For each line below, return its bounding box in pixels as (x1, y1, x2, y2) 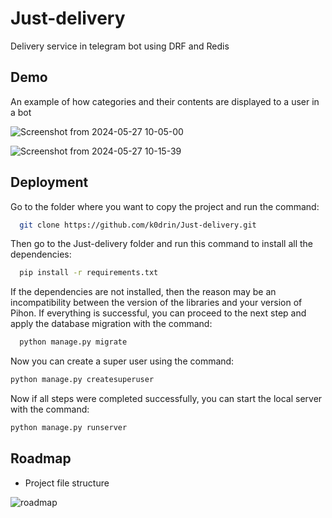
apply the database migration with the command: (10, 318, 213, 330)
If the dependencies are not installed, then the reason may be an (10, 286, 277, 298)
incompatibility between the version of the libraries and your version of (10, 297, 303, 309)
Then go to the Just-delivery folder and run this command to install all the (10, 238, 314, 250)
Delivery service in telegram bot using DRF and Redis (10, 40, 230, 52)
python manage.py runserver (10, 423, 128, 433)
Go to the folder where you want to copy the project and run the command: (10, 200, 320, 212)
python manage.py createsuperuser (10, 375, 155, 385)
